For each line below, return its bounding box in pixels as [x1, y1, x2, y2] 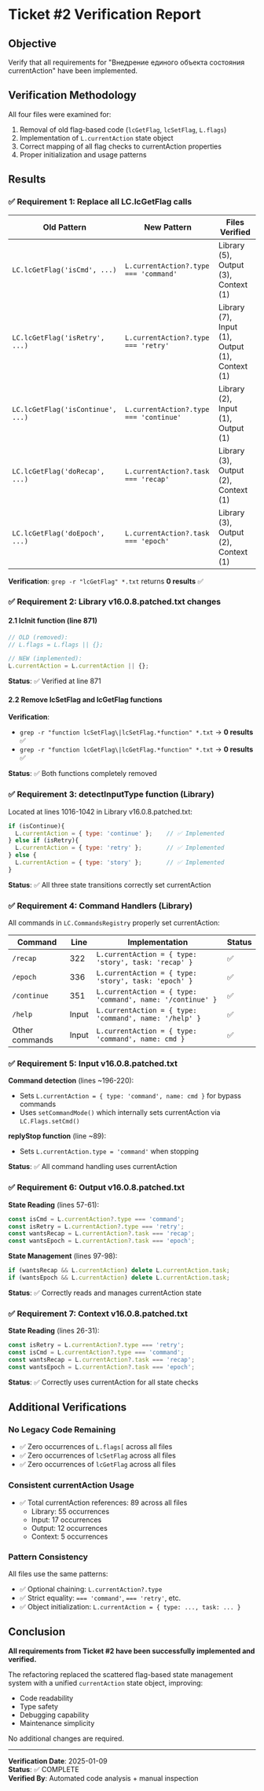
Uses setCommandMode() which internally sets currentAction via [19, 1108, 221, 1117]
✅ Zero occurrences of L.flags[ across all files [19, 1442, 173, 1451]
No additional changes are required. [8, 1734, 124, 1743]
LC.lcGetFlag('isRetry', [12, 333, 105, 342]
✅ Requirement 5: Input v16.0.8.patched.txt [8, 1057, 178, 1068]
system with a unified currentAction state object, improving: [8, 1678, 203, 1687]
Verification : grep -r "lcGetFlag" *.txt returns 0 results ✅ [8, 576, 204, 586]
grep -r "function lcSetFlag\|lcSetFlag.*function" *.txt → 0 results [19, 727, 254, 737]
